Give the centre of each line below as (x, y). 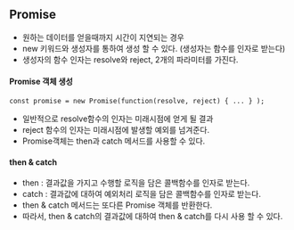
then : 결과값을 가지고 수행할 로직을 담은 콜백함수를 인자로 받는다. (136, 183)
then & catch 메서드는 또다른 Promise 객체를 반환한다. (117, 205)
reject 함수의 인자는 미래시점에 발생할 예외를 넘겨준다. (116, 130)
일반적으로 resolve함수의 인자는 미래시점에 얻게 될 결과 (118, 119)
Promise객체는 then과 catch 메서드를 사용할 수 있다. (114, 141)
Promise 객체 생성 (41, 82)
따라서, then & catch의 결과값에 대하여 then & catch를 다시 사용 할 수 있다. (152, 217)
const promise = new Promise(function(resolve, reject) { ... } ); (137, 102)
